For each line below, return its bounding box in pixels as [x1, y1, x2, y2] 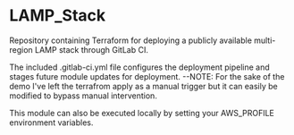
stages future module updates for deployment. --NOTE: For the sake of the [9, 71, 285, 81]
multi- [253, 35, 276, 46]
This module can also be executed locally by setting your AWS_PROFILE [9, 107, 275, 118]
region [9, 44, 33, 55]
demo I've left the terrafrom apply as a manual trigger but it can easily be [9, 80, 279, 91]
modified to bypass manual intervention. [9, 90, 158, 101]
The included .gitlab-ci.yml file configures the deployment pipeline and [9, 62, 270, 72]
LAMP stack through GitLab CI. [34, 44, 149, 55]
